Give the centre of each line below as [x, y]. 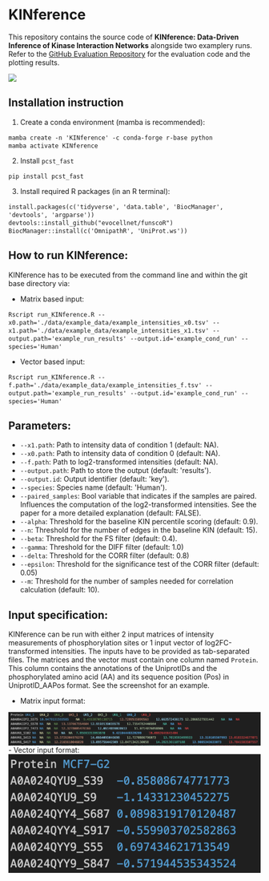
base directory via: [39, 283]
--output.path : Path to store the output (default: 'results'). [115, 471]
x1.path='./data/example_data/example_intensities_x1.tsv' [109, 330]
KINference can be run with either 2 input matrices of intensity [111, 634]
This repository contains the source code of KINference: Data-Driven [124, 37]
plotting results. [34, 63]
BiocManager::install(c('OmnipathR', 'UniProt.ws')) [98, 231]
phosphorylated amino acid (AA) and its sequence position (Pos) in [119, 677]
